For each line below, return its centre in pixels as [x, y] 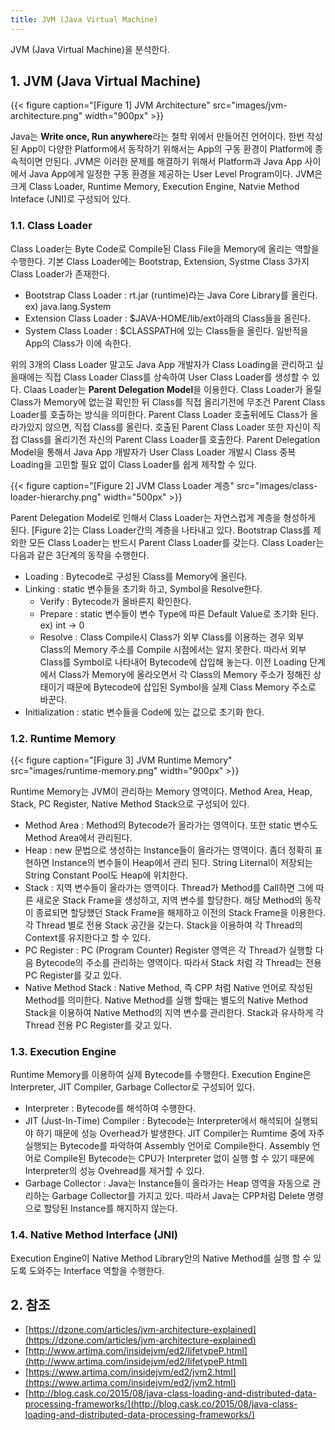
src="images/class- [277, 485]
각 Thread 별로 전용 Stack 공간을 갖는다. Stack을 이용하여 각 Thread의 [163, 925]
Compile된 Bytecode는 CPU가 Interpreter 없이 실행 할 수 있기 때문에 [179, 1158]
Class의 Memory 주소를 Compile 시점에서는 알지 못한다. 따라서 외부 [173, 649]
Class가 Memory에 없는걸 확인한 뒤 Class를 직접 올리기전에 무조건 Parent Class [168, 402]
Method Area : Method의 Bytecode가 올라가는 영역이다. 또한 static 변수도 [171, 825]
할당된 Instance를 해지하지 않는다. [110, 1208]
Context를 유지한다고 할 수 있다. [88, 938]
